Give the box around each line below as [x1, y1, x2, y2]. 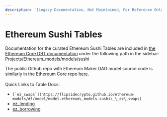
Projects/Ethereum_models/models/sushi [5, 56, 89, 62]
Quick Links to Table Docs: [5, 81, 60, 87]
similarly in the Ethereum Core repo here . [5, 71, 89, 77]
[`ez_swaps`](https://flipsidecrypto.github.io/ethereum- [12, 92, 135, 97]
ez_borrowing [12, 106, 41, 112]
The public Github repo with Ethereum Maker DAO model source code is [5, 65, 153, 71]
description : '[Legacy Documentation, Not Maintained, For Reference [5, 7, 153, 12]
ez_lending [12, 101, 35, 107]
